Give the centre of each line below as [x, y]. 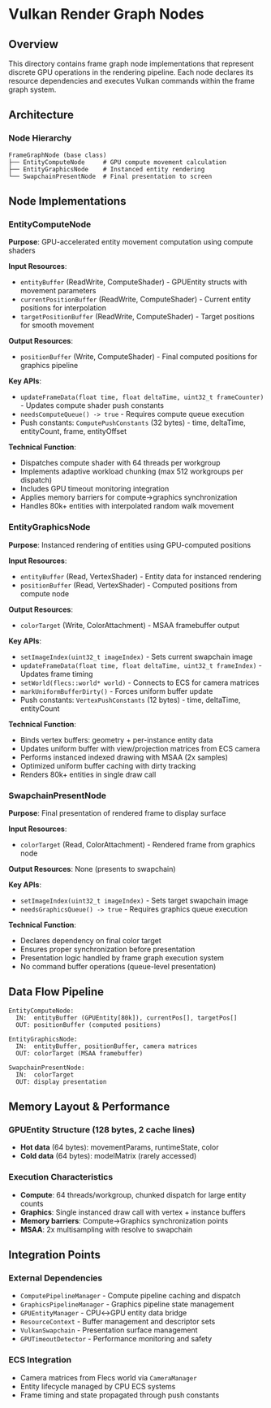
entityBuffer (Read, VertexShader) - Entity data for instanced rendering [141, 576]
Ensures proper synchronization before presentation [108, 949]
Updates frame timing [56, 674]
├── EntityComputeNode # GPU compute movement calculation [118, 162]
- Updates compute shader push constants [92, 405]
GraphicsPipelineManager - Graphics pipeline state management [127, 1304]
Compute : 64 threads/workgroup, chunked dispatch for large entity [133, 1194]
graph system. [32, 89]
